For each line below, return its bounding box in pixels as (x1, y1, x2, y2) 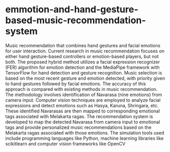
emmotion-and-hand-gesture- (5, 4, 139, 15)
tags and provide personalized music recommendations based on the (5, 124, 152, 130)
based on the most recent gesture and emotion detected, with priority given (5, 75, 165, 81)
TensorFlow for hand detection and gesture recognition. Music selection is (5, 69, 162, 75)
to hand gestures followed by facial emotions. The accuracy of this (5, 81, 146, 87)
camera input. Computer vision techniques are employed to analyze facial (5, 97, 161, 103)
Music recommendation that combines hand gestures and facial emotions (5, 42, 161, 48)
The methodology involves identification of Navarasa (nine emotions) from (5, 91, 162, 98)
